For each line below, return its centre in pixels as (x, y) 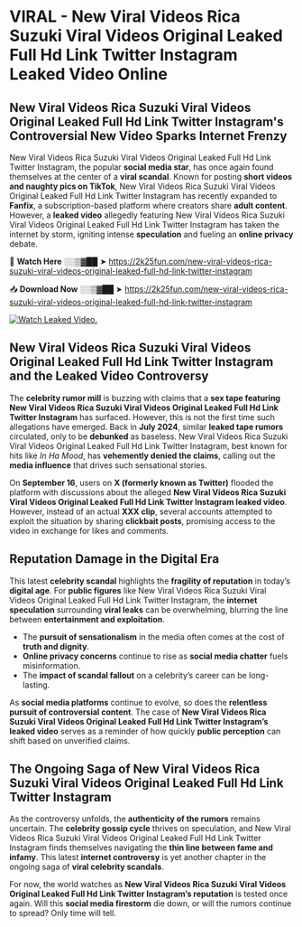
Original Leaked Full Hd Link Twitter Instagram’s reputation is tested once (149, 894)
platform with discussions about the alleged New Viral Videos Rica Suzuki (148, 492)
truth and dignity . (56, 646)
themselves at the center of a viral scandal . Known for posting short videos (151, 177)
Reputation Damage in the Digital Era (114, 559)
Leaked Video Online (89, 75)
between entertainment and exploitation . (87, 619)
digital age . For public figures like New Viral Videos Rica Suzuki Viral (138, 590)
